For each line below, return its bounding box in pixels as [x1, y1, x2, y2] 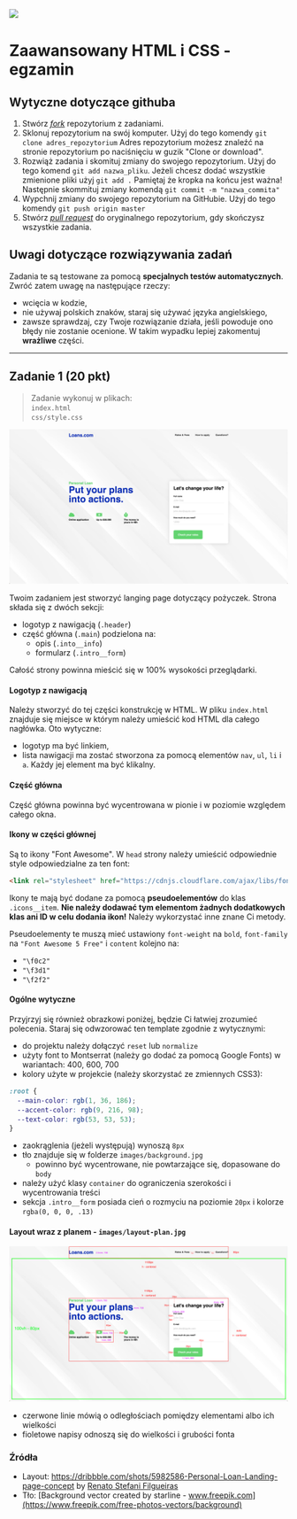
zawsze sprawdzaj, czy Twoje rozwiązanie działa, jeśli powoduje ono [21, 316, 274, 327]
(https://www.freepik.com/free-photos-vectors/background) [21, 1500, 243, 1510]
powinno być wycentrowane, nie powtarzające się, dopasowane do [34, 1159, 281, 1170]
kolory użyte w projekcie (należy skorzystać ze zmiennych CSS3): [21, 1068, 263, 1079]
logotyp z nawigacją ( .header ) [21, 619, 132, 630]
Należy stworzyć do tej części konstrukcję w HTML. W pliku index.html [9, 704, 269, 716]
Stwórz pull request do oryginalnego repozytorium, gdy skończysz [21, 213, 265, 222]
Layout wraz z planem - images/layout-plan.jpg [9, 1226, 187, 1236]
